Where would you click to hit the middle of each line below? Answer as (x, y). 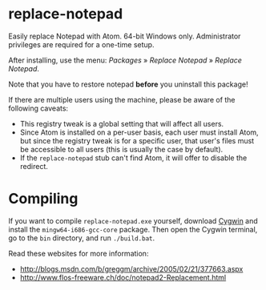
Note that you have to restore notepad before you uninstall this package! (128, 84)
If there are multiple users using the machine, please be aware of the (122, 99)
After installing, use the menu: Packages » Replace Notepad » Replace (125, 60)
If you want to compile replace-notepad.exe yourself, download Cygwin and (133, 220)
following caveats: (38, 108)
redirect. (34, 166)
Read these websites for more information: (79, 253)
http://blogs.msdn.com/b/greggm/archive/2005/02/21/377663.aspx (131, 268)
